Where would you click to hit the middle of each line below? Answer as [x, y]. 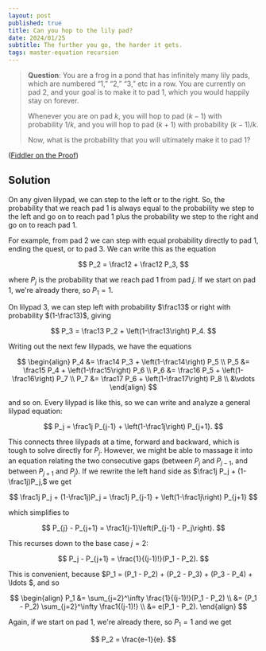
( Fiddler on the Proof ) [44, 155]
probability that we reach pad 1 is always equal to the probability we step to [131, 208]
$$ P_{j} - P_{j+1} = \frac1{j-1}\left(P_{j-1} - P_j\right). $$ [133, 528]
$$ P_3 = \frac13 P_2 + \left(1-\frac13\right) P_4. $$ [133, 331]
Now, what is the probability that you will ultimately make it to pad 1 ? [139, 140]
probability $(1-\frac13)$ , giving [60, 316]
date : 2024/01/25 [37, 38]
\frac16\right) [33, 379]
